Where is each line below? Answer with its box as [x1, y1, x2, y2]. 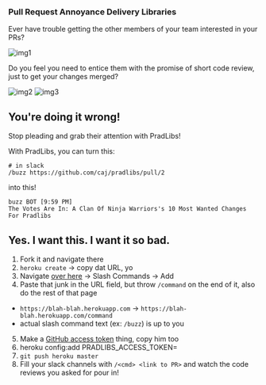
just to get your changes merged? [8, 72, 119, 82]
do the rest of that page [19, 288, 98, 297]
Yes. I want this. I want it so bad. [8, 233, 171, 247]
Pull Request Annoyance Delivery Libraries [8, 6, 177, 17]
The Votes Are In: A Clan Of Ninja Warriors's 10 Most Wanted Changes [8, 205, 247, 213]
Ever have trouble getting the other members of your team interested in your [8, 25, 258, 34]
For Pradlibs [8, 212, 52, 220]
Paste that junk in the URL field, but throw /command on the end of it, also [19, 280, 256, 289]
